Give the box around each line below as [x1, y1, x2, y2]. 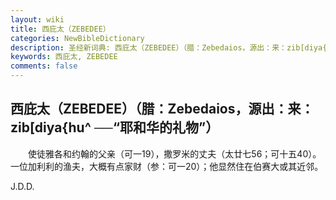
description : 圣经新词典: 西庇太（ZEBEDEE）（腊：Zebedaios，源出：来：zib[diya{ [10, 42, 328, 53]
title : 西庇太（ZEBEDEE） [10, 24, 111, 34]
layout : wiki [10, 14, 65, 25]
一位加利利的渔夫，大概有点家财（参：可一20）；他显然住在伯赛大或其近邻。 [10, 160, 324, 172]
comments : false [10, 61, 78, 71]
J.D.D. [10, 180, 35, 192]
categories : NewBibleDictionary [10, 33, 145, 43]
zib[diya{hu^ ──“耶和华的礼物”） [10, 119, 220, 136]
